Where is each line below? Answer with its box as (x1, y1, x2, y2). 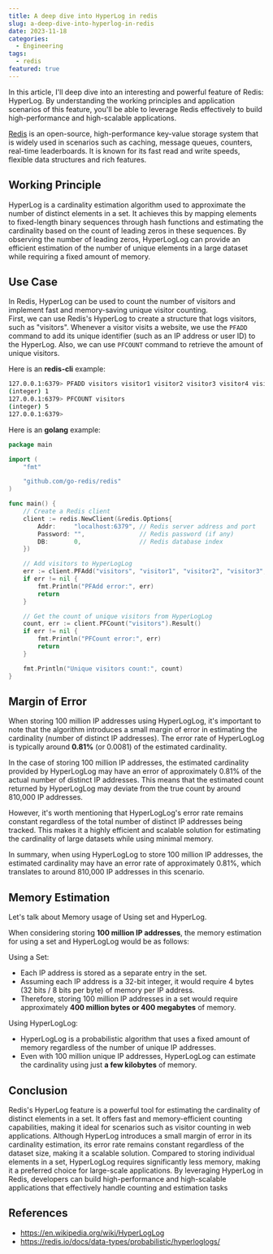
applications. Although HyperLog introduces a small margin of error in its (8, 1130, 252, 1140)
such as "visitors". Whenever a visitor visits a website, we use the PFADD (8, 323, 248, 332)
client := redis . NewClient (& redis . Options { (23, 514, 173, 523)
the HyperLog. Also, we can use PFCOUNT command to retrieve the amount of (8, 340, 264, 349)
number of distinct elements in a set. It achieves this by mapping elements (8, 208, 258, 218)
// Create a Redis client (23, 507, 111, 515)
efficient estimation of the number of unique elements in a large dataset (8, 243, 249, 253)
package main (8, 440, 53, 449)
